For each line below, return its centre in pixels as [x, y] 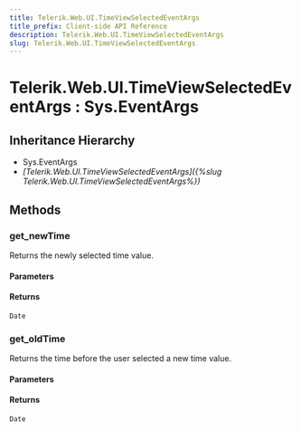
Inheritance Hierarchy [72, 140]
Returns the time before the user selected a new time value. [121, 359]
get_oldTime [38, 339]
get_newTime [40, 235]
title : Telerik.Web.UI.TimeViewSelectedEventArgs [105, 18]
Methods [35, 210]
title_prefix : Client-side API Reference [89, 26]
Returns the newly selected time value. [81, 255]
